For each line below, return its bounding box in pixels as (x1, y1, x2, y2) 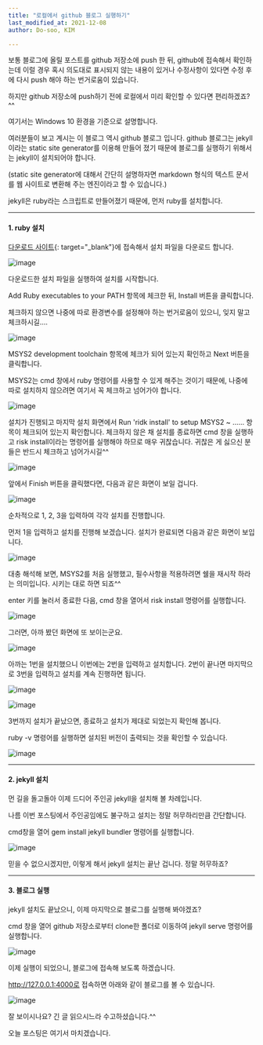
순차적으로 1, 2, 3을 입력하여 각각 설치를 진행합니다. (8, 510, 166, 520)
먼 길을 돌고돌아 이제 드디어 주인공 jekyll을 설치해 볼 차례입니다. (8, 794, 202, 803)
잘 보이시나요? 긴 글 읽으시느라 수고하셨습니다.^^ (8, 1011, 157, 1021)
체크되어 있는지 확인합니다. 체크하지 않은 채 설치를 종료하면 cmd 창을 (22, 427, 233, 437)
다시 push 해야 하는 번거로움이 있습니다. (16, 75, 139, 85)
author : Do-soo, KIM (8, 26, 76, 34)
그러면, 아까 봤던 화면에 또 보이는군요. (8, 627, 123, 637)
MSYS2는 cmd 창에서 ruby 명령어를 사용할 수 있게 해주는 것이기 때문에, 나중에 (8, 375, 248, 385)
